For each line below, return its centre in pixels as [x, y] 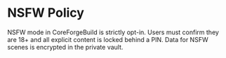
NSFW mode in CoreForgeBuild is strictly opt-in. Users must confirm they [113, 32]
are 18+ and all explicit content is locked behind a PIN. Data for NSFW [108, 39]
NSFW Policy [46, 13]
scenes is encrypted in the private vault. [65, 47]
